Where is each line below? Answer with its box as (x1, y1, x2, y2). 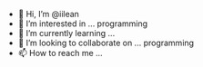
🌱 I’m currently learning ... (17, 28, 116, 38)
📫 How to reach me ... (17, 48, 103, 58)
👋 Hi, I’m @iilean (17, 9, 80, 19)
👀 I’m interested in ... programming (17, 18, 148, 29)
